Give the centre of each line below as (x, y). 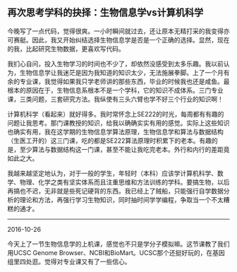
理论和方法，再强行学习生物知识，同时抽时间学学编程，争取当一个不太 (121, 199)
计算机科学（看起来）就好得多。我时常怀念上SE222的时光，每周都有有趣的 (116, 114)
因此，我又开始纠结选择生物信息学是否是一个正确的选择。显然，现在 (130, 40)
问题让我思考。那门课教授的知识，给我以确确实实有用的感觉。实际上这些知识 (119, 123)
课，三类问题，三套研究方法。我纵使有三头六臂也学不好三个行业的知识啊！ (115, 99)
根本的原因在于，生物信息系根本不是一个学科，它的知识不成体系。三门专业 (115, 90)
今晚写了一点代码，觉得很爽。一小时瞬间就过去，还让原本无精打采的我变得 (115, 31)
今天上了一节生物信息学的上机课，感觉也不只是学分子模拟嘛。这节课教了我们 (119, 244)
